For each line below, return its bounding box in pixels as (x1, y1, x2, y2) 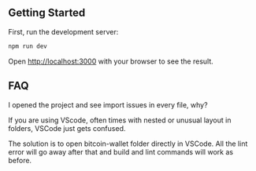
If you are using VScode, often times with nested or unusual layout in (8, 115, 232, 125)
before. (8, 155, 32, 165)
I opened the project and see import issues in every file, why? (8, 100, 208, 109)
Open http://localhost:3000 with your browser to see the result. (8, 56, 214, 66)
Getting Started (8, 6, 86, 20)
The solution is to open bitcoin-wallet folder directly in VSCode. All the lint (8, 139, 248, 148)
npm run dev (8, 42, 47, 50)
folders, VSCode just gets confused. (8, 123, 126, 133)
